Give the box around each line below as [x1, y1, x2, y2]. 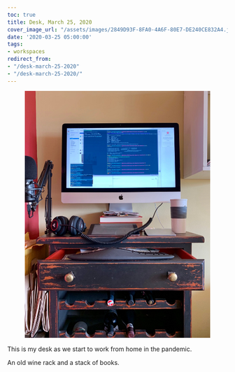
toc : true [7, 11, 36, 18]
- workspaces [7, 48, 45, 55]
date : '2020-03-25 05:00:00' [7, 34, 92, 41]
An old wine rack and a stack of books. [7, 358, 120, 366]
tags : [7, 41, 23, 48]
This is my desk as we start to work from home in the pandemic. [7, 345, 192, 353]
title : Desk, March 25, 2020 [7, 18, 92, 26]
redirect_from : [7, 56, 52, 63]
